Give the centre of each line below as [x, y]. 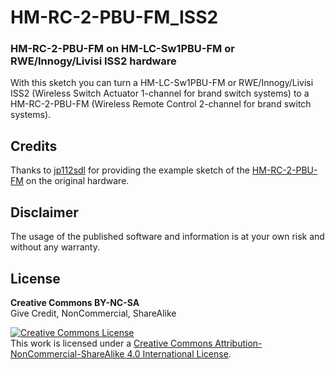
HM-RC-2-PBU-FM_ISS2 [114, 17]
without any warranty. [55, 247]
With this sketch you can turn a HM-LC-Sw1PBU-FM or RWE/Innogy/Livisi [162, 83]
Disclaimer [44, 212]
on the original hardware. [77, 181]
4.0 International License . [179, 353]
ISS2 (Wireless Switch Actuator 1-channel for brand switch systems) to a [160, 93]
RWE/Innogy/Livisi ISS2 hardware [93, 61]
